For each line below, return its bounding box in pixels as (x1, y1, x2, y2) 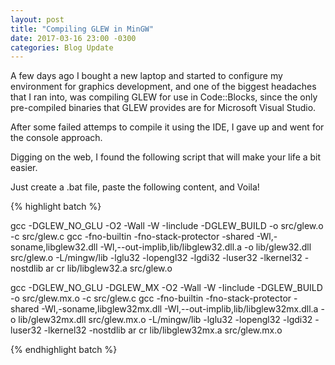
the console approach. (10, 132, 103, 144)
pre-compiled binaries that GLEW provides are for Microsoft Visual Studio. (10, 102, 317, 114)
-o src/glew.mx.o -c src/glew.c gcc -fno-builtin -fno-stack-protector (10, 292, 292, 305)
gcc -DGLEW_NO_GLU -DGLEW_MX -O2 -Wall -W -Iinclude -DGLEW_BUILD (10, 282, 323, 294)
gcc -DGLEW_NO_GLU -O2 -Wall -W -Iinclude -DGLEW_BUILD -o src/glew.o (10, 220, 324, 232)
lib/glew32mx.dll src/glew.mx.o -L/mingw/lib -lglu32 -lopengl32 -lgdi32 (18, 314, 313, 326)
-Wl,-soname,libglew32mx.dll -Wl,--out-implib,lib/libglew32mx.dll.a (41, 303, 319, 315)
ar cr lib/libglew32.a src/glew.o (45, 262, 173, 275)
